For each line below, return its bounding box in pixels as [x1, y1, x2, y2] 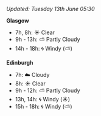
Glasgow [6, 17, 29, 24]
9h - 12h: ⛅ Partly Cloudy [15, 87, 80, 94]
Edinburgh [6, 59, 33, 66]
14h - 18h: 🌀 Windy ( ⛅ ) [15, 45, 73, 52]
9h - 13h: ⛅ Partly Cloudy [15, 36, 80, 43]
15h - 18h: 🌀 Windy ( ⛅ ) [15, 103, 72, 110]
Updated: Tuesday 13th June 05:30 [6, 5, 96, 12]
